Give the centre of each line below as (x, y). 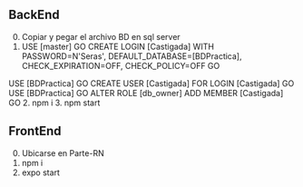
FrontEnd (35, 131)
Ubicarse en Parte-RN (63, 153)
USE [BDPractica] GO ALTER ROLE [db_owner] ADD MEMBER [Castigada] (146, 93)
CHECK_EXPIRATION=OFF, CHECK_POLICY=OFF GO (121, 65)
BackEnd (34, 15)
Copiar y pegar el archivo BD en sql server (101, 36)
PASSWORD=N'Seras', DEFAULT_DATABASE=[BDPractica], (132, 56)
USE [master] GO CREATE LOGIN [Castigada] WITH (118, 46)
